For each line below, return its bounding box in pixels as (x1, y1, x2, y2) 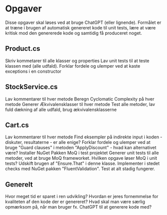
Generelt (5, 180, 33, 189)
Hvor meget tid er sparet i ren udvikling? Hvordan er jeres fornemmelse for (5, 194, 159, 200)
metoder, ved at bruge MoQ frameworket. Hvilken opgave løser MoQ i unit (5, 155, 157, 161)
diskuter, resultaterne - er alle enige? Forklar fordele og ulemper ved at (5, 139, 151, 145)
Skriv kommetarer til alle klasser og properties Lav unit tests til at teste (5, 58, 150, 64)
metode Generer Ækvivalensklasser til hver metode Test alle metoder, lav (5, 101, 156, 107)
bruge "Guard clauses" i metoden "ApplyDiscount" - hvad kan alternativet (5, 145, 157, 151)
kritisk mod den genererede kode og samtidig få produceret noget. (5, 30, 142, 36)
